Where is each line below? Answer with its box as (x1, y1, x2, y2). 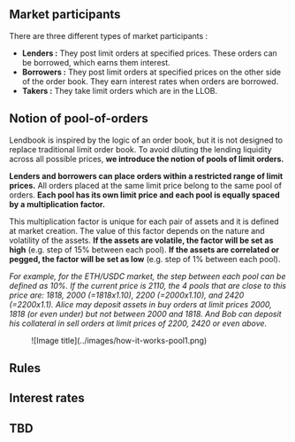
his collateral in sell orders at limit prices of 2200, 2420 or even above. (9, 318, 268, 329)
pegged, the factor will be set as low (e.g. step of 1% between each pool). (9, 253, 281, 264)
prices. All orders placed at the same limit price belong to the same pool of (9, 180, 283, 190)
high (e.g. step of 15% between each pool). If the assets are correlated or (9, 244, 280, 255)
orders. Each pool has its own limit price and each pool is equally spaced (9, 190, 280, 200)
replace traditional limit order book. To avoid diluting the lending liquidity (9, 143, 272, 154)
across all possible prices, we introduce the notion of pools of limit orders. (9, 153, 284, 164)
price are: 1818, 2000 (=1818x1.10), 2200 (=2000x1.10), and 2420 (9, 290, 245, 300)
